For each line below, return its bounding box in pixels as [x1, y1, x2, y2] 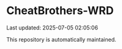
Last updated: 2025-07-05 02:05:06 [6, 24, 98, 31]
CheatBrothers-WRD [6, 4, 114, 18]
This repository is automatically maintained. [6, 36, 116, 43]
